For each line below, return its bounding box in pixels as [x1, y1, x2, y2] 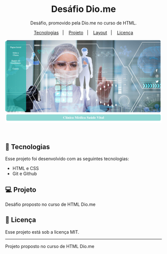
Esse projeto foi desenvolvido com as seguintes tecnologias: [5, 156, 129, 162]
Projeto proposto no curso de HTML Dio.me [5, 243, 94, 249]
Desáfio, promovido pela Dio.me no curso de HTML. [30, 20, 137, 26]
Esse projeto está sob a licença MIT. [5, 229, 80, 235]
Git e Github [12, 170, 37, 176]
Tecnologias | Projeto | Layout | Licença [34, 29, 133, 35]
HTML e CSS [12, 165, 39, 171]
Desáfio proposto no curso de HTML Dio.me [5, 201, 96, 207]
